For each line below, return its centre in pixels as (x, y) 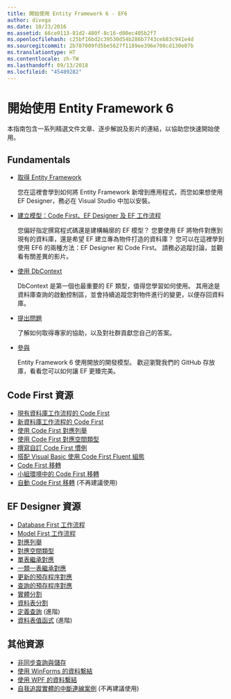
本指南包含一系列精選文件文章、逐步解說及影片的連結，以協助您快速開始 (110, 129)
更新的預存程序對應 (45, 577)
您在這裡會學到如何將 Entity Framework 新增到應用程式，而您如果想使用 (120, 192)
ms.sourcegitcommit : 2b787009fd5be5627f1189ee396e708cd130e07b (101, 46)
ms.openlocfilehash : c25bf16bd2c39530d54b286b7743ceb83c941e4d (101, 40)
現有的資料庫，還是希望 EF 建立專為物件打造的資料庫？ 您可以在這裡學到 (121, 239)
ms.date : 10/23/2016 (37, 26)
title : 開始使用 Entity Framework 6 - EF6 (67, 14)
